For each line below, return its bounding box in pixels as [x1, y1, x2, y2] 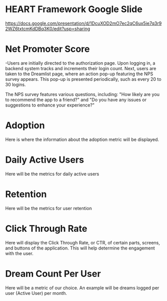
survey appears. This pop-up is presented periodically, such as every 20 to [5, 76, 161, 82]
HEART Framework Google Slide [5, 4, 143, 15]
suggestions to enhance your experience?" [5, 102, 95, 108]
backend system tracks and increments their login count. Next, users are [5, 65, 156, 71]
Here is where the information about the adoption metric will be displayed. [5, 136, 159, 142]
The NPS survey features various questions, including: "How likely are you [5, 91, 160, 97]
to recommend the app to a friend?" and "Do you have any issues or [5, 96, 147, 103]
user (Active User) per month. [5, 290, 67, 296]
